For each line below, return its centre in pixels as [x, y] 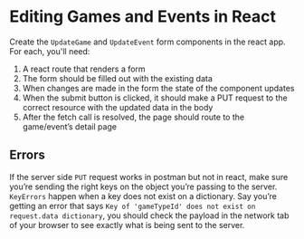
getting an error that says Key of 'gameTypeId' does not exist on [133, 206]
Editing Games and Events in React [143, 17]
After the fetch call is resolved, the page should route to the [133, 117]
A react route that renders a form [84, 69]
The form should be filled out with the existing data [117, 78]
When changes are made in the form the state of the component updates [158, 88]
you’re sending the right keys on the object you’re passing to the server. [143, 186]
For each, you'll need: [50, 51]
